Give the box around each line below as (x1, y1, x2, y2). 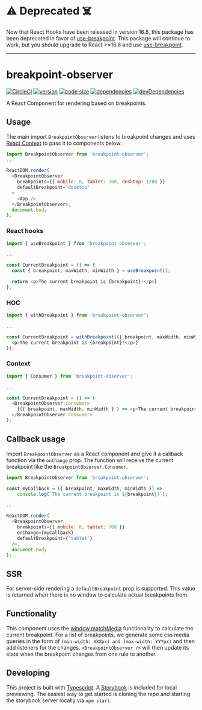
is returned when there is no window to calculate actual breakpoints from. (6, 591, 189, 598)
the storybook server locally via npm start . (6, 697, 112, 704)
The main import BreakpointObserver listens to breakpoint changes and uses (6, 133, 195, 140)
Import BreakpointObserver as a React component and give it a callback (6, 450, 183, 457)
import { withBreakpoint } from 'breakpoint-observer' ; (6, 312, 149, 319)
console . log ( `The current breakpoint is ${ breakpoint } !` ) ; (17, 491, 168, 497)
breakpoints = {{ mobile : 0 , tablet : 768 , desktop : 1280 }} (17, 179, 165, 185)
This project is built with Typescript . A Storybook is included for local (6, 683, 177, 691)
